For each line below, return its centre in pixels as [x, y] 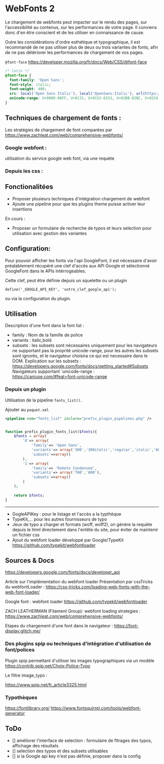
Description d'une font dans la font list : [45, 326]
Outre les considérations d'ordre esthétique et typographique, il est [73, 42]
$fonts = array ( [31, 436]
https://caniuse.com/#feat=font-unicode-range [60, 377]
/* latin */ [17, 71]
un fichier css [26, 535]
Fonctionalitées [29, 187]
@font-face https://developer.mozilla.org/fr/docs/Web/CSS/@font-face [76, 62]
